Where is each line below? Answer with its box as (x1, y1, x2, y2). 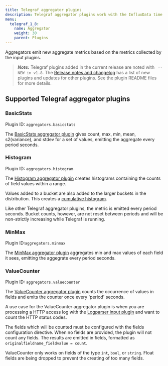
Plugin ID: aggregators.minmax (5, 240, 66, 246)
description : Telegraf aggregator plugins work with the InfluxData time (5, 12, 163, 17)
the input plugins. (5, 54, 41, 60)
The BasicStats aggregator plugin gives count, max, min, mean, (5, 131, 136, 137)
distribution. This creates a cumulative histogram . (5, 195, 107, 201)
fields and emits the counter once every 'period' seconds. (5, 294, 125, 300)
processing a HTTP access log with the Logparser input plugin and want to (5, 309, 160, 315)
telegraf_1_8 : (10, 21, 39, 27)
